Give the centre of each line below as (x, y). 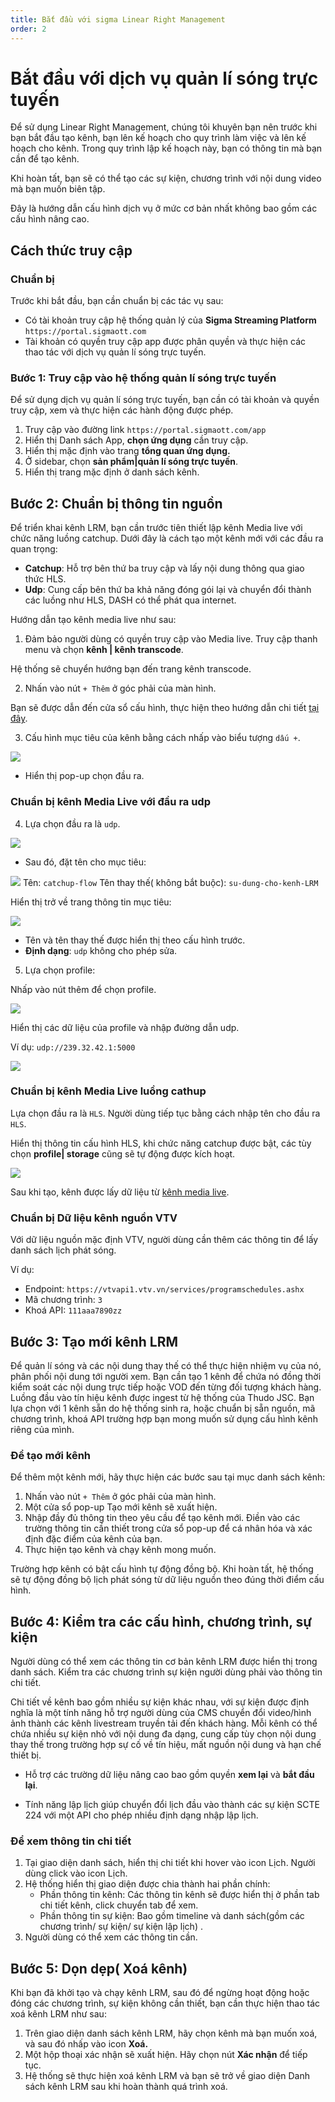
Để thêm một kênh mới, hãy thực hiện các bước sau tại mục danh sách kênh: (168, 1477)
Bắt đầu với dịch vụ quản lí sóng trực (164, 78)
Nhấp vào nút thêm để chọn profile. (83, 989)
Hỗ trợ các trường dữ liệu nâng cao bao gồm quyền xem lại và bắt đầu (169, 1775)
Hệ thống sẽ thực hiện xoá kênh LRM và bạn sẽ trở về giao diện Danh (167, 2076)
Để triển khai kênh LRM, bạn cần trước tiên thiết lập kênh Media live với (156, 528)
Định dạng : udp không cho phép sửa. (101, 950)
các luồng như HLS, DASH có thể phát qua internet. (130, 600)
